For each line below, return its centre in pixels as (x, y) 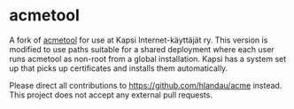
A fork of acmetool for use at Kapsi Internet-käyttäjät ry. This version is (139, 40)
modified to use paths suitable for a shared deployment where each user (142, 49)
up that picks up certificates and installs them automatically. (119, 68)
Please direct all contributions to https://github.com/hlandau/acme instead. (146, 85)
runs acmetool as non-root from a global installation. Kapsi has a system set (148, 58)
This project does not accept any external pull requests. (111, 95)
